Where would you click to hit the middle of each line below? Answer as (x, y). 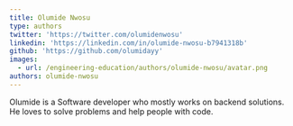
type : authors (36, 26)
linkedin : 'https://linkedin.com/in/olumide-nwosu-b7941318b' (128, 43)
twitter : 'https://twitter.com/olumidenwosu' (96, 34)
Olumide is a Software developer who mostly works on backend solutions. (147, 102)
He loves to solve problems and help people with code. (111, 111)
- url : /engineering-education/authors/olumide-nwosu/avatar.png (143, 68)
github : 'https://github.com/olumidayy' (87, 51)
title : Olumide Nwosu (50, 18)
